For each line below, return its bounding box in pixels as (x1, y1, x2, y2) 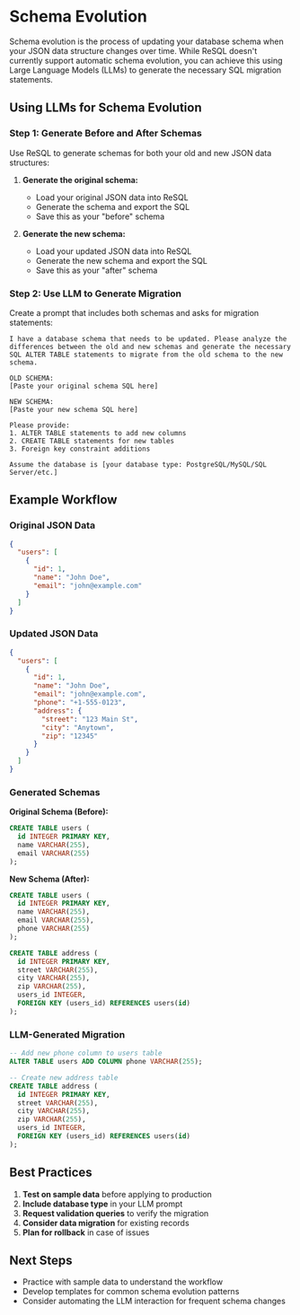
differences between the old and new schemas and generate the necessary (9, 342, 292, 351)
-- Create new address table (9, 1073, 119, 1083)
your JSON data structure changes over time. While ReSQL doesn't (9, 45, 258, 56)
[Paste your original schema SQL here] (9, 381, 159, 390)
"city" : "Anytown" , (41, 723, 115, 732)
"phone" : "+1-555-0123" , (32, 698, 127, 707)
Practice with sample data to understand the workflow (22, 1276, 223, 1287)
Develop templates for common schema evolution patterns (22, 1286, 240, 1297)
